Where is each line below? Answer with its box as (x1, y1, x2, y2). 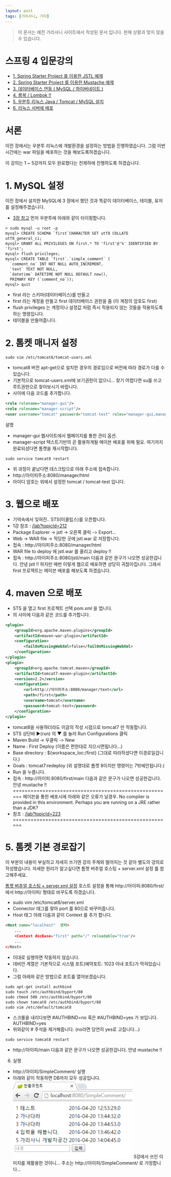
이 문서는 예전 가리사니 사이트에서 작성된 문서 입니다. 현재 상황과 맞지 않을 (17, 29, 164, 35)
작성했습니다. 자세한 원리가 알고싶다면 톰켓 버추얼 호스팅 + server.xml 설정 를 (5, 865, 159, 872)
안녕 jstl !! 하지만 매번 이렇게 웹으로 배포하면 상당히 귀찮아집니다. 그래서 (19, 561, 161, 567)
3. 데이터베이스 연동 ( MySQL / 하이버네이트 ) (12, 86, 103, 92)
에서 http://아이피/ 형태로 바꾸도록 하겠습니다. (5, 889, 96, 895)
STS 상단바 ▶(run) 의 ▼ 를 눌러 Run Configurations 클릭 (12, 730, 128, 737)
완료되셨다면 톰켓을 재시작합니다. (12, 445, 78, 451)
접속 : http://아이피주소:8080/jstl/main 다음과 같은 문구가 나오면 (12, 554, 140, 561)
